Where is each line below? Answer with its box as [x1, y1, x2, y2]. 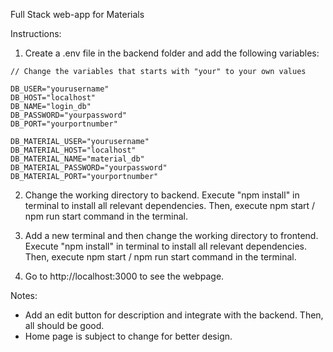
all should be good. [24, 320, 105, 331]
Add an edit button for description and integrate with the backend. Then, [24, 309, 324, 321]
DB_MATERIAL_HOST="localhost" [10, 145, 137, 155]
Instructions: [10, 28, 62, 39]
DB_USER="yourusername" [10, 84, 110, 94]
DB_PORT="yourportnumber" [10, 119, 118, 129]
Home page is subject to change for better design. [24, 330, 233, 342]
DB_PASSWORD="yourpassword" [10, 110, 128, 120]
